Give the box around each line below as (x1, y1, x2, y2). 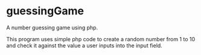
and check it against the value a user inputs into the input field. (6, 42, 163, 49)
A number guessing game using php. (6, 24, 98, 31)
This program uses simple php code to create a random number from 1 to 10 (6, 35, 196, 42)
